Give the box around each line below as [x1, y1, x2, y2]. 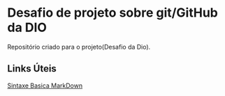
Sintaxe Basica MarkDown [7, 81, 82, 90]
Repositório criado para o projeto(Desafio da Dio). [7, 42, 151, 51]
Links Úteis [7, 63, 57, 74]
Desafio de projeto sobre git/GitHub [7, 5, 219, 21]
